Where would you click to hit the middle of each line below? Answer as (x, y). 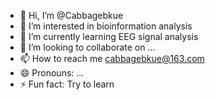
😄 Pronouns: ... (52, 73)
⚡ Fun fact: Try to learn (67, 84)
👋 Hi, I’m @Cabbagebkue (71, 15)
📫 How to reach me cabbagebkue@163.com (112, 58)
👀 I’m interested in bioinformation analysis (106, 26)
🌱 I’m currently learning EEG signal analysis (109, 36)
